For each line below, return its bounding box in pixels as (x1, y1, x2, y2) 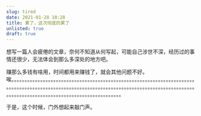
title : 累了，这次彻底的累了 (6, 20, 70, 26)
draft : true (6, 31, 36, 37)
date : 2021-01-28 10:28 (6, 14, 66, 20)
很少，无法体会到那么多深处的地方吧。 (16, 56, 111, 63)
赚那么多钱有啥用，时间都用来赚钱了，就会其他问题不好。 (6, 68, 148, 75)
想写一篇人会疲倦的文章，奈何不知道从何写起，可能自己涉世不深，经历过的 (6, 48, 190, 56)
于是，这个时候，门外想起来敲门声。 (6, 103, 96, 111)
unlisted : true (6, 25, 44, 32)
